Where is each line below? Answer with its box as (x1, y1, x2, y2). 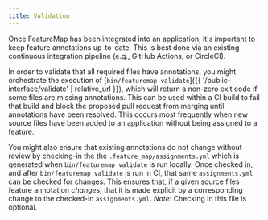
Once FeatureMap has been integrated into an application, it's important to (8, 34, 256, 44)
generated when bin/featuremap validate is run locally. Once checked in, (8, 159, 254, 169)
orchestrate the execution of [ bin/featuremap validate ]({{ (8, 75, 201, 85)
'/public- (202, 75, 231, 85)
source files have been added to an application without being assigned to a (8, 118, 258, 127)
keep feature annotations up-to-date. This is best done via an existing (8, 42, 240, 52)
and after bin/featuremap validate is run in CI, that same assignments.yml (8, 168, 254, 177)
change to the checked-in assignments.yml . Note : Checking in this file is (8, 193, 247, 203)
